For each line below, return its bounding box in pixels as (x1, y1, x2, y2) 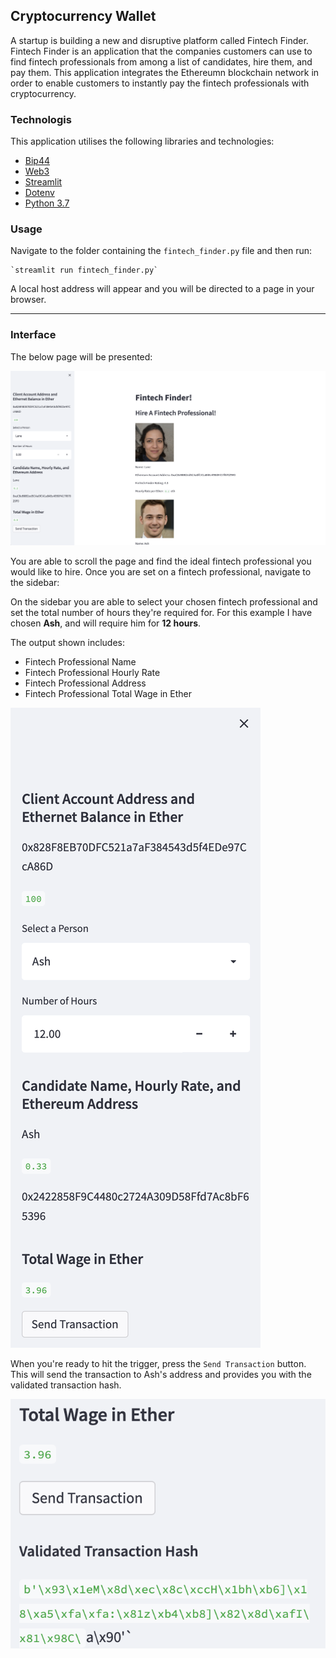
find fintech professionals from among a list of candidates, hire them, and (10, 55, 313, 68)
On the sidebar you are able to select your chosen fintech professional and (10, 595, 318, 608)
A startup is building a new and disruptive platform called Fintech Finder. (10, 34, 309, 46)
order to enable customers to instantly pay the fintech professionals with (10, 77, 310, 89)
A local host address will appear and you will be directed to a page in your (10, 283, 315, 295)
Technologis (10, 112, 72, 126)
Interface (10, 328, 57, 342)
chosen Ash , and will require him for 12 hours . (10, 617, 202, 629)
